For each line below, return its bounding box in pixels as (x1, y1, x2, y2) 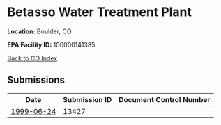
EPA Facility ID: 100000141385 (7, 40, 96, 49)
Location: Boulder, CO (7, 27, 72, 35)
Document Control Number (118, 94, 211, 104)
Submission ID (62, 94, 112, 104)
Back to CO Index (7, 53, 58, 62)
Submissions (7, 74, 65, 86)
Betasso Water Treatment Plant (7, 4, 192, 20)
